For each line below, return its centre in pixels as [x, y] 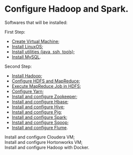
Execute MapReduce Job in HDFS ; [46, 86]
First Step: [15, 32]
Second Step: [18, 66]
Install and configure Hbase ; [40, 101]
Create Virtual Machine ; [35, 41]
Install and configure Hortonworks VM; [44, 142]
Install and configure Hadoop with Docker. [47, 147]
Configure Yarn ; [28, 91]
